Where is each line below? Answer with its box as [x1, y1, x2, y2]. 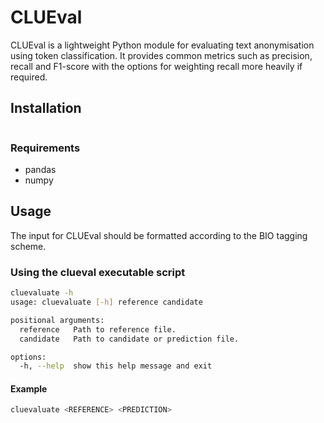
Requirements [10, 141, 81, 155]
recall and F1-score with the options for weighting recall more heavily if [10, 60, 303, 72]
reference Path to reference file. [19, 324, 177, 335]
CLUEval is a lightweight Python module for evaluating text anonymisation [10, 39, 315, 51]
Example [10, 382, 48, 395]
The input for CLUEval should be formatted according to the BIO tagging [10, 229, 308, 241]
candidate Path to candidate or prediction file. [19, 334, 240, 344]
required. [10, 71, 48, 83]
